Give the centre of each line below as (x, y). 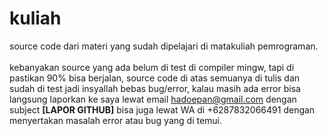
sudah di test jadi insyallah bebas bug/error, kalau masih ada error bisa (155, 88)
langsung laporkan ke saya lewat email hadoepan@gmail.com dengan (153, 99)
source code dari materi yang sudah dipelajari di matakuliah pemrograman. (164, 46)
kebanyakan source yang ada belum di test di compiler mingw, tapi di (152, 67)
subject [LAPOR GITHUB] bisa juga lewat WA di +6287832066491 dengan (162, 109)
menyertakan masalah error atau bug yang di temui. (116, 120)
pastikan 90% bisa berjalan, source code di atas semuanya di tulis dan (155, 78)
